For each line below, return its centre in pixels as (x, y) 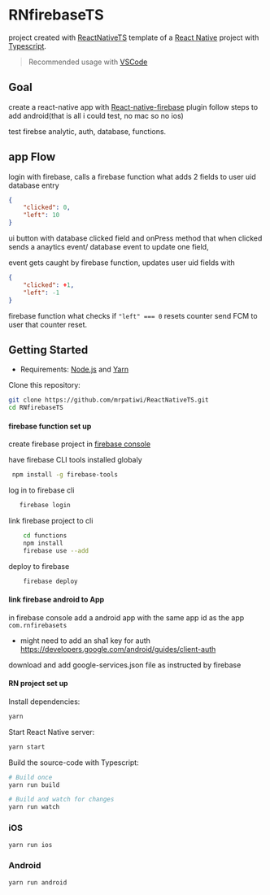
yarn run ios (30, 845)
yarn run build (34, 785)
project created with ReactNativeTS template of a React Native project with (134, 37)
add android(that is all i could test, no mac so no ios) (96, 115)
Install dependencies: (44, 702)
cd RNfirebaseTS (36, 408)
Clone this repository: (45, 385)
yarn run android (38, 882)
